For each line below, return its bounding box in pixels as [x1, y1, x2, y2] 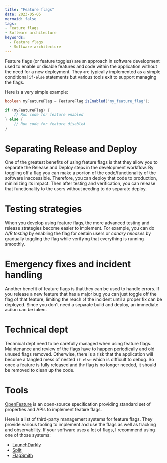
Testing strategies [5, 203, 82, 214]
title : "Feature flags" [5, 7, 55, 12]
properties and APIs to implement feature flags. [5, 406, 102, 412]
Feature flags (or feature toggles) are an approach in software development [5, 58, 160, 64]
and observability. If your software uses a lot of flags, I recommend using [5, 427, 155, 433]
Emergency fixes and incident [5, 258, 131, 270]
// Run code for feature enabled [14, 112, 83, 117]
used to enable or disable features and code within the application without [5, 63, 157, 69]
